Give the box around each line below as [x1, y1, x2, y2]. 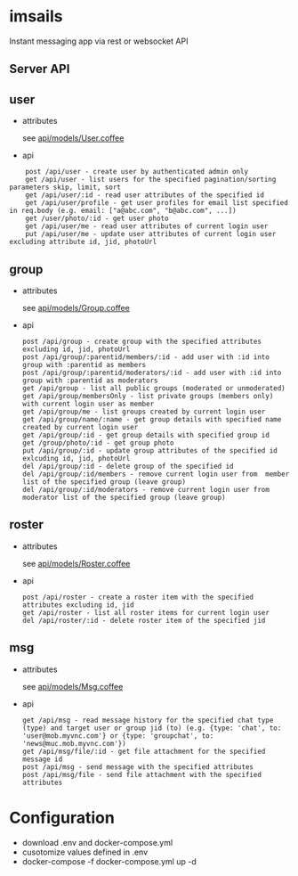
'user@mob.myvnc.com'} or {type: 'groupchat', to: [21, 731, 214, 741]
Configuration [9, 807, 116, 828]
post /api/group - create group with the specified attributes [21, 337, 262, 346]
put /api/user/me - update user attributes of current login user [25, 230, 277, 239]
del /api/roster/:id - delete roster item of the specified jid [21, 616, 266, 625]
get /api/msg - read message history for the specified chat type [21, 716, 274, 725]
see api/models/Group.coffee [21, 302, 131, 313]
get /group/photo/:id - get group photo [21, 438, 174, 447]
